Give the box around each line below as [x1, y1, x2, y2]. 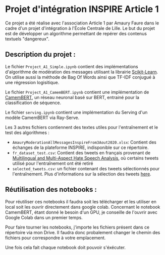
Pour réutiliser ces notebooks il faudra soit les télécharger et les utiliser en [5, 198, 157, 205]
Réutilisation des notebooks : [5, 185, 97, 194]
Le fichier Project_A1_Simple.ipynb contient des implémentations [5, 63, 138, 69]
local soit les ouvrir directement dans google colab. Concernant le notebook [5, 204, 161, 210]
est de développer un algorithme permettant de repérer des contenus [5, 30, 147, 36]
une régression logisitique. [5, 79, 59, 85]
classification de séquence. [5, 100, 61, 106]
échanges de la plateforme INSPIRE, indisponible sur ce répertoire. [12, 144, 149, 150]
